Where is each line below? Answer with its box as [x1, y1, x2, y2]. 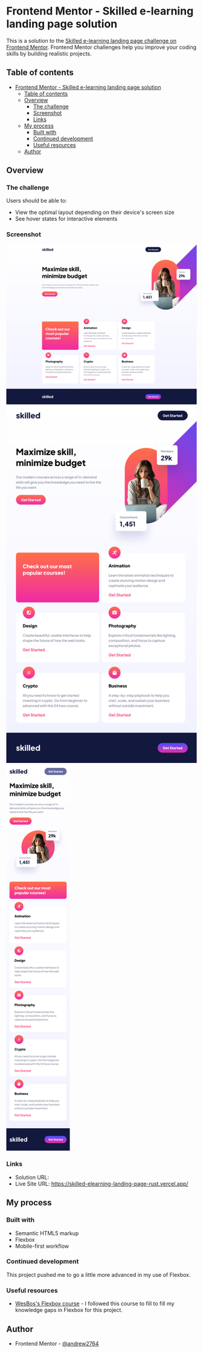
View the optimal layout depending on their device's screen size [14, 209, 175, 216]
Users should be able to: [6, 197, 68, 204]
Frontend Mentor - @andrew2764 [14, 1340, 99, 1347]
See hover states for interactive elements [14, 215, 118, 222]
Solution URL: [14, 1173, 50, 1181]
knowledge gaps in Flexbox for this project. [14, 1306, 123, 1314]
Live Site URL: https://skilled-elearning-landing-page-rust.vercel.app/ [14, 1180, 188, 1187]
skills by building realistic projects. [6, 50, 92, 57]
